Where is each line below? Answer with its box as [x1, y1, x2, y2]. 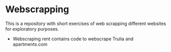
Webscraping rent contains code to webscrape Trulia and [12, 36, 134, 42]
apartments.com [12, 41, 47, 47]
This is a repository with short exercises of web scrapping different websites [5, 20, 166, 27]
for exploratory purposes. [5, 25, 59, 32]
